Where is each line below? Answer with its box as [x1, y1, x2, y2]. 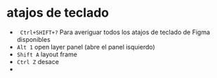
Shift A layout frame [16, 50, 78, 58]
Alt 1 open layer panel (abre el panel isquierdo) [16, 42, 155, 51]
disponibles [16, 35, 51, 43]
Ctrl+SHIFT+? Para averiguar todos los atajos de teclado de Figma [20, 28, 211, 36]
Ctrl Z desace [16, 57, 59, 65]
